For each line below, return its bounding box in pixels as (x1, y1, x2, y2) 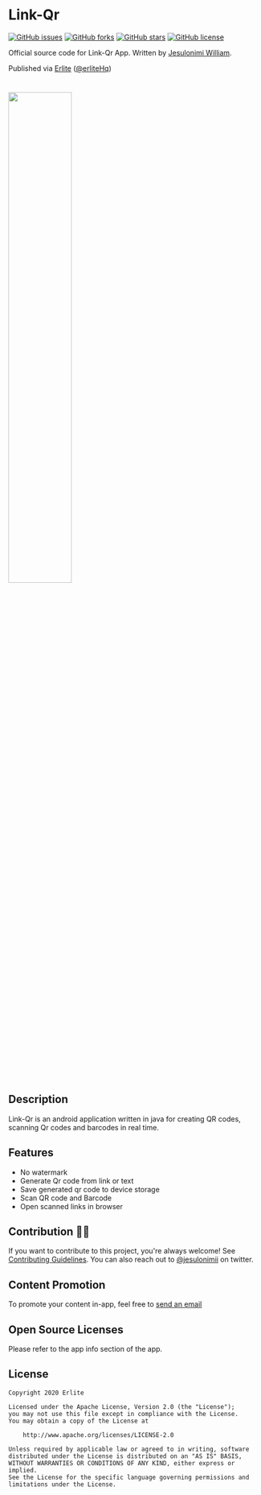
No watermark (19, 1167, 68, 1177)
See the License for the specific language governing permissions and (8, 1473, 250, 1481)
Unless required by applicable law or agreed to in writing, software (8, 1445, 250, 1453)
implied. (8, 1466, 38, 1474)
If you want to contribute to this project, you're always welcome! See (8, 1246, 235, 1256)
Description (8, 1092, 68, 1106)
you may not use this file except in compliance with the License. (8, 1410, 239, 1418)
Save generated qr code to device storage (19, 1184, 161, 1194)
